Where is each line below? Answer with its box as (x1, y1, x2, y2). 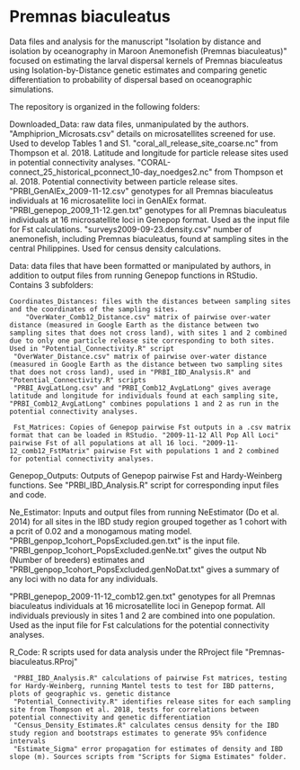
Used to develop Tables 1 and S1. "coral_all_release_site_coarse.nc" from (9, 138, 278, 148)
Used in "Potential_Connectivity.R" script (9, 344, 175, 353)
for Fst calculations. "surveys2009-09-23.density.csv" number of (9, 223, 252, 235)
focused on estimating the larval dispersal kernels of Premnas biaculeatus (9, 55, 283, 66)
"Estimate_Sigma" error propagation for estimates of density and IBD (13, 744, 283, 753)
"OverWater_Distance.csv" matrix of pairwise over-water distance (13, 352, 268, 361)
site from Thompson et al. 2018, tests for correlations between (9, 704, 259, 714)
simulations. (9, 84, 54, 94)
